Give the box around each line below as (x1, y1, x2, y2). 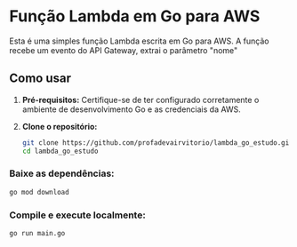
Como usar (9, 71, 72, 86)
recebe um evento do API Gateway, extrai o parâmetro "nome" (9, 44, 238, 55)
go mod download (9, 187, 69, 196)
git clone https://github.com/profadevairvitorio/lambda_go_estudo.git (21, 138, 293, 147)
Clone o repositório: (21, 121, 98, 131)
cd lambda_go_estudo (21, 147, 99, 155)
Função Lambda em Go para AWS (9, 6, 261, 27)
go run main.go (9, 228, 66, 237)
